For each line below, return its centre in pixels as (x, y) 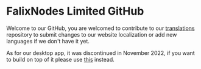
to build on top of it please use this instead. (60, 59)
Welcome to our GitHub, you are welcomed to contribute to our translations (100, 28)
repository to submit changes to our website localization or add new (92, 34)
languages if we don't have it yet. (48, 41)
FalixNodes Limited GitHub (75, 11)
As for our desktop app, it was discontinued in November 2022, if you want (100, 53)
